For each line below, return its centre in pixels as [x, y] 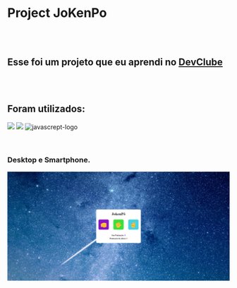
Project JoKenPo [57, 13]
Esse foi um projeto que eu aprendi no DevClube [115, 62]
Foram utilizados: [47, 109]
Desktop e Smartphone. [49, 160]
